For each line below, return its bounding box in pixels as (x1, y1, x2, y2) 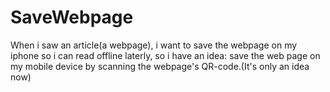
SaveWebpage (10, 6, 134, 29)
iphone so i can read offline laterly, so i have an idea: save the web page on (10, 49, 321, 61)
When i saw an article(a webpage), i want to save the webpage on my (10, 39, 298, 51)
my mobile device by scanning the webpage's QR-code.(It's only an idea (10, 60, 310, 72)
